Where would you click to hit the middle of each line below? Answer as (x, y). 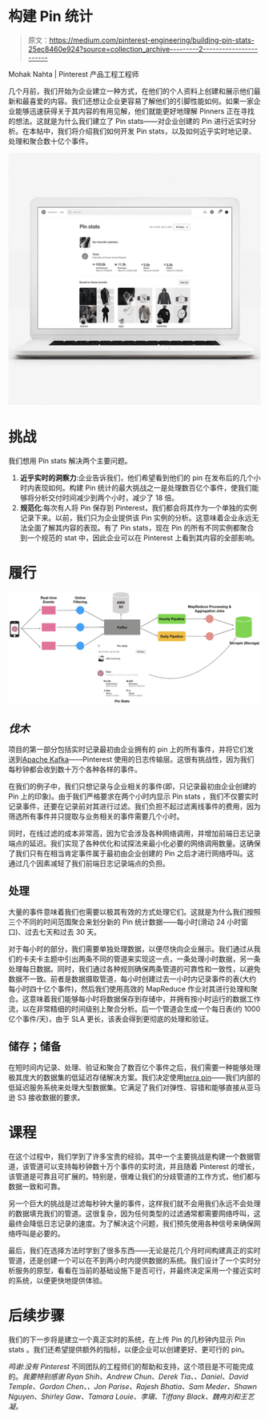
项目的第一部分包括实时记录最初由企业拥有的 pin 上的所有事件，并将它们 (128, 750)
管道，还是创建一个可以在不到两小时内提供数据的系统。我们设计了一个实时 (131, 1260)
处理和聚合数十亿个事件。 (50, 141)
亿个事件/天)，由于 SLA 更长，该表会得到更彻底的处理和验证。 (111, 1019)
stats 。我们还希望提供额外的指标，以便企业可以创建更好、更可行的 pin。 (128, 1349)
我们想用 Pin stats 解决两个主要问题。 (70, 460)
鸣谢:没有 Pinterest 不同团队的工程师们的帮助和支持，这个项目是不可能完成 (131, 1366)
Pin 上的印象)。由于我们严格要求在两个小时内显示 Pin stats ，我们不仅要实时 (133, 796)
